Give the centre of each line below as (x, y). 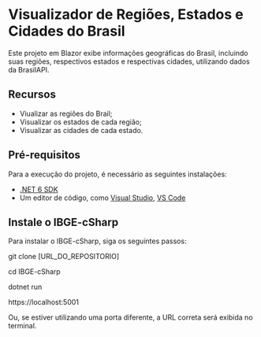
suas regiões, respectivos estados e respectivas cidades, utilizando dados (129, 61)
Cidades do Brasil (67, 31)
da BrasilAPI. (29, 69)
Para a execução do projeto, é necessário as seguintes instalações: (117, 174)
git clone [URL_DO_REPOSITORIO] (64, 257)
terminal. (22, 326)
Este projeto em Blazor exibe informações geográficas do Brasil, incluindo (128, 53)
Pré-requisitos (45, 155)
